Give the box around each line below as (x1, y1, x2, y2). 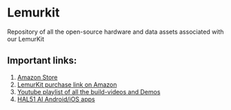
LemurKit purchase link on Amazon (17, 80, 117, 89)
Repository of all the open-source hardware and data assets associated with (7, 27, 224, 36)
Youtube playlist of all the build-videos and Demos (17, 87, 161, 96)
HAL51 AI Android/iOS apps (17, 95, 95, 103)
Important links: (7, 55, 77, 67)
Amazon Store (17, 73, 58, 81)
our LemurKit (7, 34, 45, 43)
